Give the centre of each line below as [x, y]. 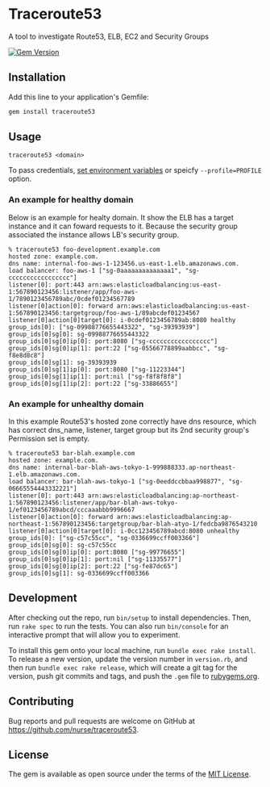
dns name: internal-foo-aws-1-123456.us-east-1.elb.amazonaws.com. [124, 263]
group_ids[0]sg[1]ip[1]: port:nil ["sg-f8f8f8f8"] [95, 376]
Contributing [41, 702]
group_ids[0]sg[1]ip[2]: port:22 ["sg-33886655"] [93, 383]
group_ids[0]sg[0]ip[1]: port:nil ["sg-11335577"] [95, 559]
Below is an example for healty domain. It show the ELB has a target [121, 217]
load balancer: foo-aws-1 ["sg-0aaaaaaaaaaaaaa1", [95, 270]
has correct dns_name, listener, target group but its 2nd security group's [129, 430]
